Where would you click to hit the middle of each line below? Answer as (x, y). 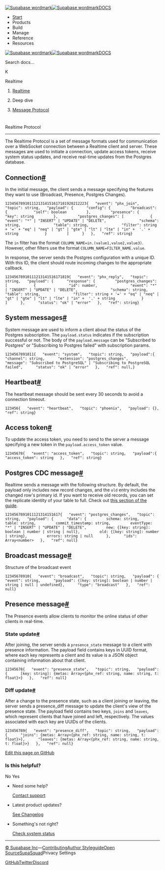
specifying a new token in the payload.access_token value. (64, 445)
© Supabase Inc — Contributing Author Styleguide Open (60, 847)
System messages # (36, 318)
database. (15, 162)
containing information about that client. (45, 660)
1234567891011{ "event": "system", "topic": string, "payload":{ (80, 354)
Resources (23, 43)
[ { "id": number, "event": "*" (81, 285)
